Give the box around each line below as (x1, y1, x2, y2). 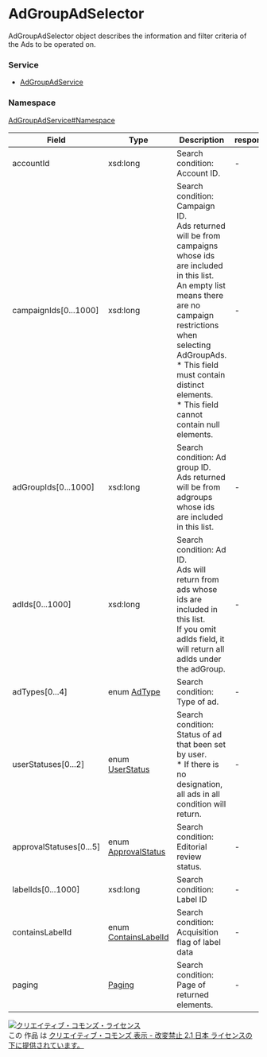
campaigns (176, 240, 219, 251)
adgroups (176, 491, 213, 502)
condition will (176, 798, 226, 809)
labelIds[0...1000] (12, 884, 80, 895)
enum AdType (108, 686, 161, 697)
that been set (176, 738, 226, 749)
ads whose (176, 583, 218, 594)
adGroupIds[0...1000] (12, 482, 95, 493)
